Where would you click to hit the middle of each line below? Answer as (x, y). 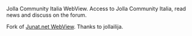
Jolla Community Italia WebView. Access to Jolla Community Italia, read (96, 9)
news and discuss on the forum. (47, 15)
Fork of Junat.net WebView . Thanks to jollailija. (65, 27)
